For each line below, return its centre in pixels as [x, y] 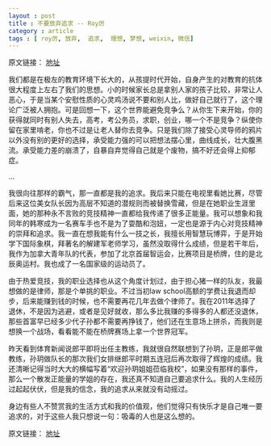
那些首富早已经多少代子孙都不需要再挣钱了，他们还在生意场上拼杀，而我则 [132, 322]
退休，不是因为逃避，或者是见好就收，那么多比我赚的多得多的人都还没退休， [135, 311]
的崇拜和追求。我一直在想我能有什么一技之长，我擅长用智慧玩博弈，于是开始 [135, 234]
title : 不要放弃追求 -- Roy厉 [56, 23]
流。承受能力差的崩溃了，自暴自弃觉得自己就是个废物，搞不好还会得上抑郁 [132, 150]
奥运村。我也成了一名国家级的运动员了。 [82, 264]
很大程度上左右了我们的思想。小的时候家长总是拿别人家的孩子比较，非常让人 [135, 90]
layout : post [32, 16]
